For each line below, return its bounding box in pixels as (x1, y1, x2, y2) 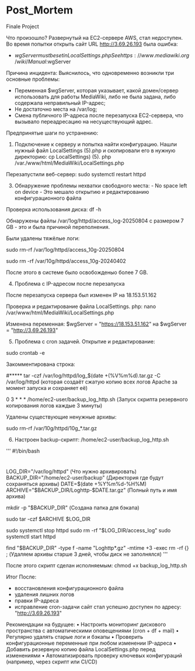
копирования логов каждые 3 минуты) (6, 402, 103, 409)
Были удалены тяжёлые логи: (6, 235, 80, 242)
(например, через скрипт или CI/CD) (6, 658, 97, 665)
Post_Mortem (6, 4, 73, 17)
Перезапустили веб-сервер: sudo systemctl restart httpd (6, 170, 146, 177)
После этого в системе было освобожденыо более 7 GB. (6, 269, 148, 276)
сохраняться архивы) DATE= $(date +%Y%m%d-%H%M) (6, 481, 147, 488)
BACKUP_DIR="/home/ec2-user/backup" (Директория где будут (6, 474, 164, 481)
